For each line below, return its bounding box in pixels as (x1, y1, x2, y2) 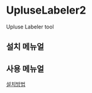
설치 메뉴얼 (6, 42, 45, 52)
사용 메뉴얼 (6, 63, 45, 74)
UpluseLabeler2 (6, 4, 87, 17)
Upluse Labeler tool (6, 23, 55, 30)
